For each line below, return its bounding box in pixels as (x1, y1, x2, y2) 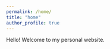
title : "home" (6, 14, 42, 20)
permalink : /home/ (6, 8, 52, 15)
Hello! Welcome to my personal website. (6, 36, 105, 44)
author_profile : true (6, 20, 60, 26)
